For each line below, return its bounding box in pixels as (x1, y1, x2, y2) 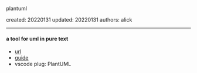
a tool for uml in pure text (6, 35, 69, 42)
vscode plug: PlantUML (14, 61, 72, 68)
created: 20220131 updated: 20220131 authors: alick (6, 16, 133, 23)
